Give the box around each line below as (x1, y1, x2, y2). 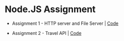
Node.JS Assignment (5, 4, 96, 15)
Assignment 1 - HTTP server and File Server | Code (12, 20, 119, 26)
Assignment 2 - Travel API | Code (12, 30, 82, 36)
